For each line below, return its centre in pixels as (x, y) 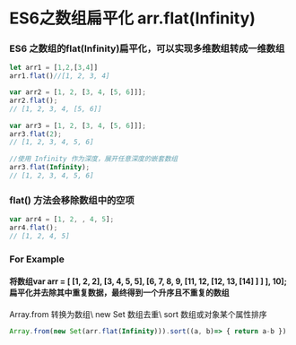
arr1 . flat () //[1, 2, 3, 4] (60, 76)
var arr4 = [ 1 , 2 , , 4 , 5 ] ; (62, 220)
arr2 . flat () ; (34, 101)
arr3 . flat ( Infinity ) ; (50, 168)
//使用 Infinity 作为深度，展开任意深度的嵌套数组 (93, 159)
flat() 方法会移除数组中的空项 (72, 200)
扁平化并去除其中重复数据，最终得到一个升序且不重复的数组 (119, 293)
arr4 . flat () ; (34, 228)
